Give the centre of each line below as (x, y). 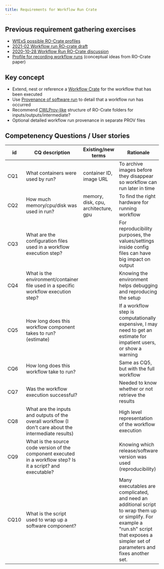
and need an (133, 499)
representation (136, 418)
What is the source (48, 442)
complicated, (134, 492)
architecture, (97, 208)
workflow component (51, 327)
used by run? (41, 179)
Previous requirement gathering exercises (71, 30)
